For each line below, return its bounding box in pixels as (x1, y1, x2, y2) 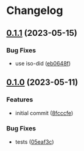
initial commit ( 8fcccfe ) (15, 109, 74, 116)
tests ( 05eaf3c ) (15, 138, 54, 146)
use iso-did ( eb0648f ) (15, 59, 71, 67)
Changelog (6, 4, 63, 18)
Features (6, 95, 33, 104)
